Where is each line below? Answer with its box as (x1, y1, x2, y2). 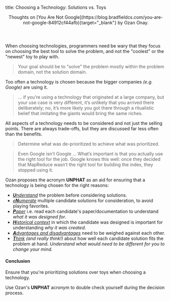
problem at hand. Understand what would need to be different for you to (12, 241, 165, 247)
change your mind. (12, 247, 53, 252)
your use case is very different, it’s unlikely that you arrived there (17, 99, 154, 105)
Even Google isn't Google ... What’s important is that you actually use (17, 151, 163, 157)
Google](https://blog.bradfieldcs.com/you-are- (64, 14, 163, 20)
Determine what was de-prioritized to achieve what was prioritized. (17, 141, 160, 147)
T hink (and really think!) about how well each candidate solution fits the (12, 235, 164, 241)
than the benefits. (5, 131, 42, 137)
